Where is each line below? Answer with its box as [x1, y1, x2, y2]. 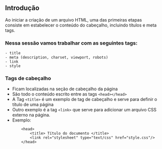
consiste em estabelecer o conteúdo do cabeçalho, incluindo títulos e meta [5, 22, 157, 28]
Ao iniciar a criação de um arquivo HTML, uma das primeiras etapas [5, 17, 142, 23]
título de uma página [12, 101, 54, 107]
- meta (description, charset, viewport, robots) [5, 55, 109, 60]
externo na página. [12, 112, 50, 118]
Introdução [5, 4, 40, 12]
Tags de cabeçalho [5, 75, 51, 82]
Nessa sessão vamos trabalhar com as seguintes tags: [5, 39, 138, 46]
